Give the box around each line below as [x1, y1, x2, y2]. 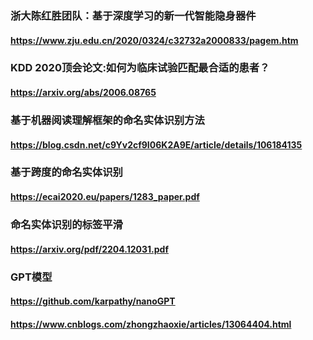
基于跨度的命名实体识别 [10, 165, 123, 179]
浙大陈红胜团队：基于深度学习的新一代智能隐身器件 [10, 8, 257, 22]
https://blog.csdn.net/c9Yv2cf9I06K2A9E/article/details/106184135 [10, 138, 303, 151]
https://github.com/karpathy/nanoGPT [10, 295, 176, 307]
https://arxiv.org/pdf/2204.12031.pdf [10, 243, 169, 255]
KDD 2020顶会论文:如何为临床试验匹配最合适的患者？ [10, 61, 270, 75]
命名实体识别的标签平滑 [10, 217, 123, 231]
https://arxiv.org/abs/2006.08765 [10, 87, 157, 99]
